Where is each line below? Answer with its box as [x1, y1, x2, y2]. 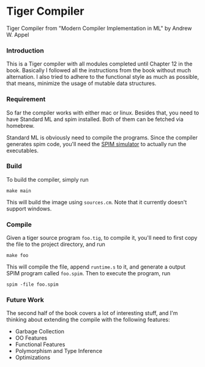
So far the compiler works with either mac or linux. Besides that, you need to [6, 109, 199, 116]
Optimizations [15, 354, 51, 361]
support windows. [6, 205, 52, 212]
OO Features [15, 335, 48, 342]
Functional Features [15, 341, 65, 348]
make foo [6, 253, 29, 259]
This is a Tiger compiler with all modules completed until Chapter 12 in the [6, 60, 193, 68]
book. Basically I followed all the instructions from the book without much [6, 67, 192, 74]
